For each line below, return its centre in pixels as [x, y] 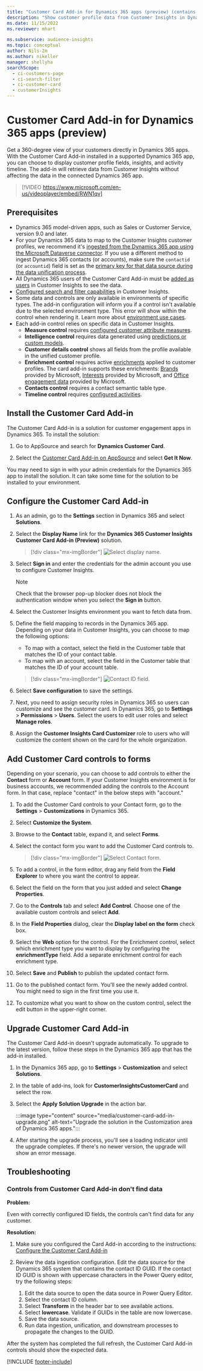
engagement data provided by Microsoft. [75, 381]
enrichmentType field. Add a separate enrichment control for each [99, 955]
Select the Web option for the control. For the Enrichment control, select [105, 942]
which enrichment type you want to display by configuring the [92, 949]
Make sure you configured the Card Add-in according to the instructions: [106, 1244]
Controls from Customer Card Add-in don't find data [85, 1189]
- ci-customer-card [37, 85]
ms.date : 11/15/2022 [33, 23]
